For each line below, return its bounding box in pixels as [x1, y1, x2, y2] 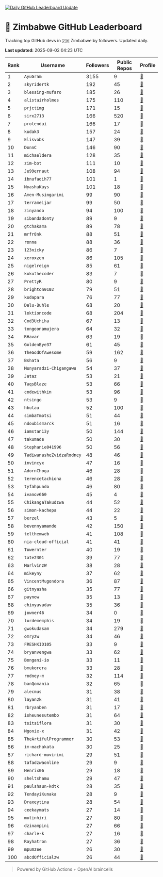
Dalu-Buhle [24, 302, 49, 308]
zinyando [24, 208, 45, 213]
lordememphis [24, 618, 54, 623]
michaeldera [24, 152, 52, 158]
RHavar [24, 334, 40, 339]
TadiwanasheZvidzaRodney [24, 452, 81, 458]
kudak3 [24, 129, 40, 134]
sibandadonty [24, 215, 54, 221]
